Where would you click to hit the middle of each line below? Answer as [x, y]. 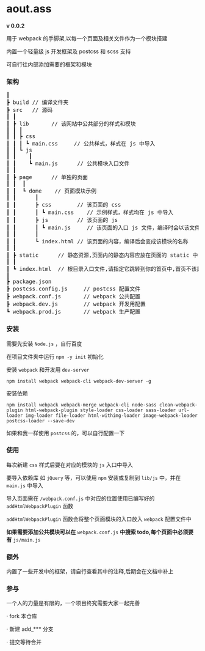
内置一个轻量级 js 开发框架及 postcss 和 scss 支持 [69, 51]
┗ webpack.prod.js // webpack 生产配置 [74, 312]
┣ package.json [29, 282]
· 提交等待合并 [24, 642]
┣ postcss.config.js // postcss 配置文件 [74, 289]
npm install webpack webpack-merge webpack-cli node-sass [81, 405]
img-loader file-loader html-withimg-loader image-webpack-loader [112, 415]
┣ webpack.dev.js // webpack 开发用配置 [76, 304]
